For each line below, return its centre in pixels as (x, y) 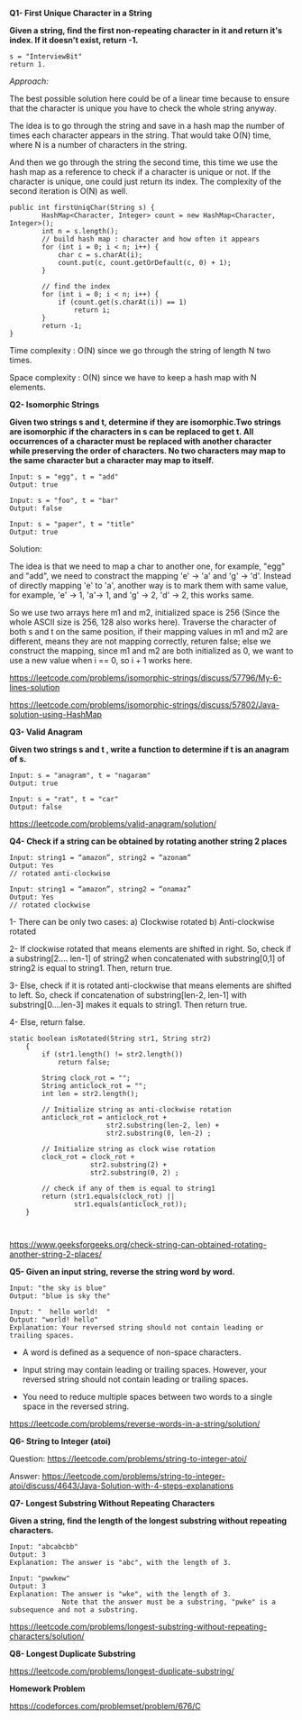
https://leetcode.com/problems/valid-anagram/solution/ (113, 823)
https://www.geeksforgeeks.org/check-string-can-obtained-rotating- (138, 1244)
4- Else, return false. (47, 1022)
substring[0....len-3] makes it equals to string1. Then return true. (128, 1005)
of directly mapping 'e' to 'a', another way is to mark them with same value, (149, 586)
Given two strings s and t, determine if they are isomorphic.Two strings (145, 422)
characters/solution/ (47, 1636)
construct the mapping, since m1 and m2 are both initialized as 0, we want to (151, 651)
